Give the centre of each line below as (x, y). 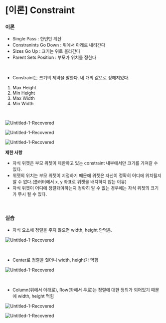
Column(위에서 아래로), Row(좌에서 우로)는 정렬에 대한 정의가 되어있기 (81, 290)
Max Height (24, 88)
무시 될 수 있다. (32, 194)
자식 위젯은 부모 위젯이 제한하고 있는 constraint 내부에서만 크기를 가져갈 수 (85, 163)
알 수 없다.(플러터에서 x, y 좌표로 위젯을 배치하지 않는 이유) (70, 182)
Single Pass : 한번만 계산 (37, 39)
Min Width (23, 104)
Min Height (24, 93)
